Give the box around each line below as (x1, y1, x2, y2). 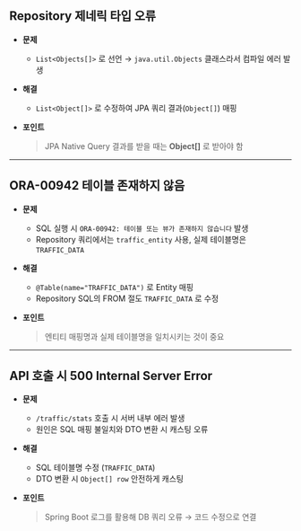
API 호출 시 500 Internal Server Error (9, 368, 213, 384)
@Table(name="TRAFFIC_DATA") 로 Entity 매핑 (35, 281, 194, 292)
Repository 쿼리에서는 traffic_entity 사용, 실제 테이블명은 (35, 234, 246, 244)
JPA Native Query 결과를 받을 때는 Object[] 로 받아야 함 (44, 140, 244, 151)
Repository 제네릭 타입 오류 (9, 8, 157, 24)
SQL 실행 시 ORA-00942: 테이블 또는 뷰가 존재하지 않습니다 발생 (35, 223, 249, 234)
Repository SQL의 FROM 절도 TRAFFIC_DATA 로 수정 (35, 293, 219, 304)
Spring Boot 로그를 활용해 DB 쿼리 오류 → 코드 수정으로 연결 (44, 511, 257, 523)
